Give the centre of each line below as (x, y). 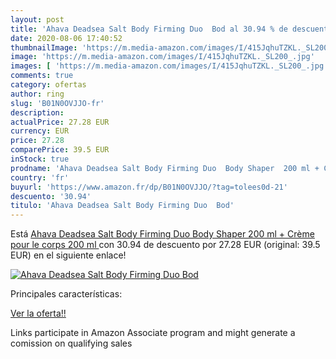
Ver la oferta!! (38, 313)
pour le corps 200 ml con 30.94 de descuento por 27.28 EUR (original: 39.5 (165, 245)
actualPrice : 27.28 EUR (60, 122)
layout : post (37, 19)
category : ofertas (48, 85)
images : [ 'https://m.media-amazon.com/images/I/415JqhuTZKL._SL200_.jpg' (169, 66)
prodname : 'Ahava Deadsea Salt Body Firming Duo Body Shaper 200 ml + (165, 168)
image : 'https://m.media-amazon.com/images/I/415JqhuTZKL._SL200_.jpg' (162, 57)
